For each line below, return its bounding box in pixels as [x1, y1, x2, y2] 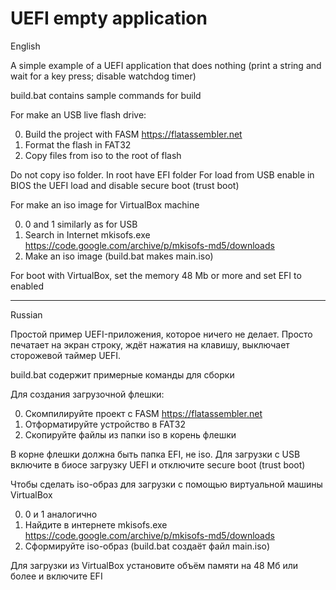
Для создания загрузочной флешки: [10, 388, 165, 400]
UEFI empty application [10, 7, 208, 30]
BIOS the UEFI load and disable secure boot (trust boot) [10, 179, 240, 191]
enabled [10, 280, 44, 292]
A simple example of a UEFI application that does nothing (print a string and [10, 59, 322, 71]
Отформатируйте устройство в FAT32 [24, 418, 186, 430]
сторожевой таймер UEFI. [10, 349, 122, 361]
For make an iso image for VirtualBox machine [10, 198, 200, 211]
